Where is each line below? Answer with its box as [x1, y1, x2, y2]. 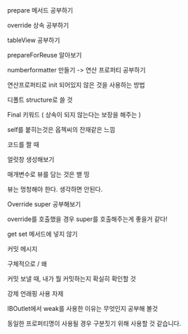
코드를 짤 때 [7, 140, 40, 149]
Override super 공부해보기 [7, 200, 81, 208]
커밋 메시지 [7, 245, 38, 253]
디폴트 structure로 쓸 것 [7, 95, 73, 104]
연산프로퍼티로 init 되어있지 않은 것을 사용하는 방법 [7, 81, 145, 89]
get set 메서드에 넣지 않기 [7, 230, 79, 238]
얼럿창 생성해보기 [7, 155, 55, 163]
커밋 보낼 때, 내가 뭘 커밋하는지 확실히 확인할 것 [7, 274, 137, 283]
